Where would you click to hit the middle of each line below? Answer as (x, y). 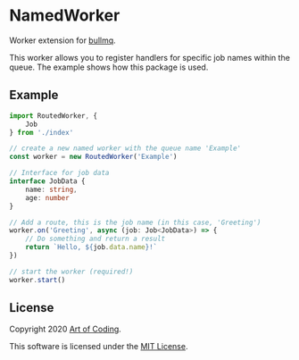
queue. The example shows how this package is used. (109, 67)
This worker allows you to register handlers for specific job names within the (149, 57)
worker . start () (37, 280)
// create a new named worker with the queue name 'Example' (125, 148)
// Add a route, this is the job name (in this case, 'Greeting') (135, 222)
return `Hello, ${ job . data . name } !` (91, 247)
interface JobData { (48, 181)
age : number (47, 197)
